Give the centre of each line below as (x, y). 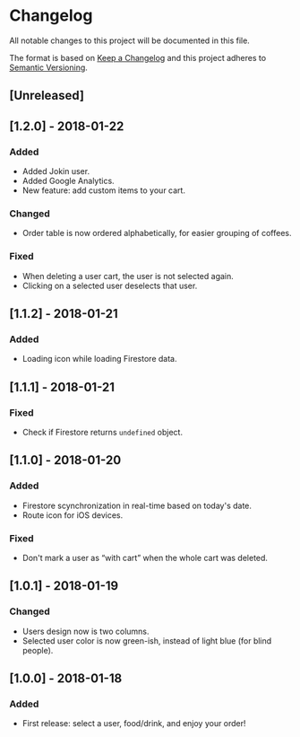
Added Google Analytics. (68, 181)
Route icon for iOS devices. (73, 515)
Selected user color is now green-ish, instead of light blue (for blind (147, 640)
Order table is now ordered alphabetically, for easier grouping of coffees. (157, 233)
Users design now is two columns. (86, 631)
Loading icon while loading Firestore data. (99, 359)
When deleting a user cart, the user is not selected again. (128, 276)
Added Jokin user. (56, 171)
